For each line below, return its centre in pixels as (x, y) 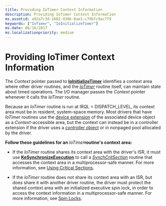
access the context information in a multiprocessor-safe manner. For (82, 193)
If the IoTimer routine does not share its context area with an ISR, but (82, 177)
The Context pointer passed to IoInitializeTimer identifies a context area (79, 81)
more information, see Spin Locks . (47, 198)
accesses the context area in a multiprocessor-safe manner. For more (83, 162)
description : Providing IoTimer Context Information (61, 14)
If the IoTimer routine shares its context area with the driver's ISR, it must (86, 152)
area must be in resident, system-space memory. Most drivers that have (79, 112)
